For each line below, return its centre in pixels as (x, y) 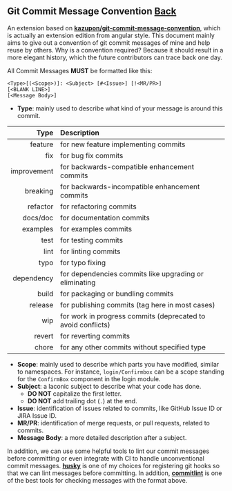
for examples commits (96, 229)
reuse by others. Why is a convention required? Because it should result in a (115, 50)
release (41, 305)
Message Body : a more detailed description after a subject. (102, 437)
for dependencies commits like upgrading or (132, 273)
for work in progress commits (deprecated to (133, 316)
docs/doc (38, 218)
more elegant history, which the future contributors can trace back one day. (115, 57)
